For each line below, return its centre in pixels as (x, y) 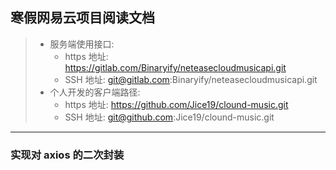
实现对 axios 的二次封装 (67, 155)
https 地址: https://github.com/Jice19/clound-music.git (176, 104)
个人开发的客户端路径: (95, 92)
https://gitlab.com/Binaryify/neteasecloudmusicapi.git (175, 67)
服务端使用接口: (82, 44)
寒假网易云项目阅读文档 (82, 18)
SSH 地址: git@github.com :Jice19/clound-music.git (169, 117)
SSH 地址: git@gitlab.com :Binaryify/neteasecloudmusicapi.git (191, 79)
